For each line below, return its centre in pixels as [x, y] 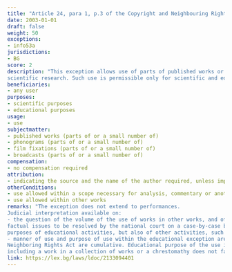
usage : [17, 116]
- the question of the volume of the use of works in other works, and [112, 219]
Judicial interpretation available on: [65, 213]
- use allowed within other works [57, 200]
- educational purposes [41, 110]
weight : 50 [23, 33]
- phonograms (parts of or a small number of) [75, 143]
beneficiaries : [29, 84]
